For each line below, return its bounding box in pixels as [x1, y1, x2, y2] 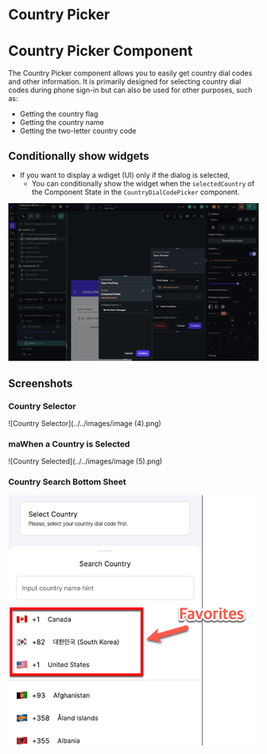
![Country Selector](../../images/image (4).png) [8, 419, 161, 428]
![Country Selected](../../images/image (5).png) [8, 456, 163, 467]
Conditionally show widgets [8, 149, 149, 162]
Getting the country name [19, 118, 105, 127]
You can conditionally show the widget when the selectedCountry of [31, 178, 255, 188]
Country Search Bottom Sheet [8, 476, 126, 487]
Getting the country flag [19, 109, 99, 119]
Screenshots [8, 377, 73, 390]
